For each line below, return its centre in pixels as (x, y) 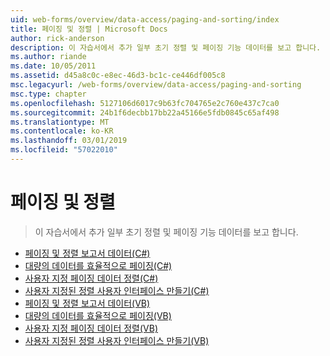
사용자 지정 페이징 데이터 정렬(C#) (91, 278)
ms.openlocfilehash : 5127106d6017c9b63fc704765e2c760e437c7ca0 (145, 103)
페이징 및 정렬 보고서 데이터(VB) (87, 303)
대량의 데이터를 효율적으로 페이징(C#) (98, 265)
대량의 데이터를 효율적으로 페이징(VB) (98, 315)
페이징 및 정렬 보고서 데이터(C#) (87, 253)
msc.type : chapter (48, 94)
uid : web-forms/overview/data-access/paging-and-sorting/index (145, 19)
